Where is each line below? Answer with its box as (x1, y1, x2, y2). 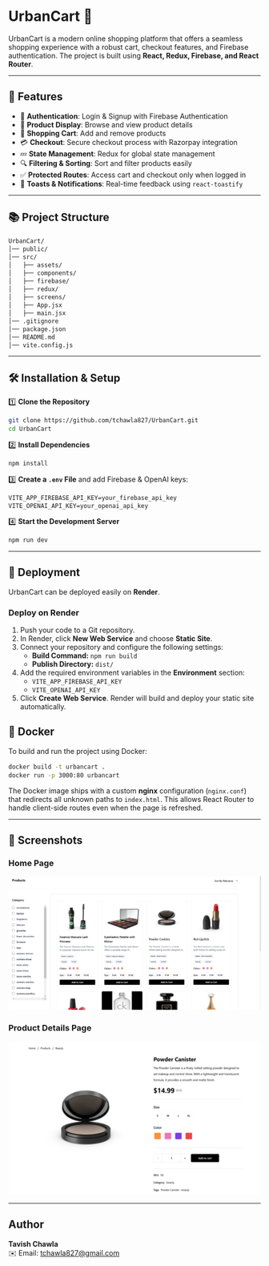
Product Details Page (8, 1022, 92, 1034)
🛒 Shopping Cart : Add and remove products (19, 128, 167, 138)
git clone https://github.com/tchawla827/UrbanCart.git (8, 417, 199, 425)
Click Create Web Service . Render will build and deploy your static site (19, 693, 255, 703)
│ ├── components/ (8, 268, 78, 277)
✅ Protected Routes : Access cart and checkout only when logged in (19, 170, 247, 179)
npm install (8, 460, 48, 468)
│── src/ (8, 252, 38, 261)
